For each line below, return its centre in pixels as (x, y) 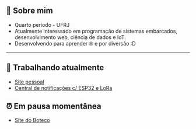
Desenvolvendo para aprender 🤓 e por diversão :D (75, 43)
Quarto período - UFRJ (42, 25)
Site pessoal (29, 82)
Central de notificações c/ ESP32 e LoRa (63, 88)
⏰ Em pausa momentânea (54, 107)
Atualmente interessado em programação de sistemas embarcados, (96, 31)
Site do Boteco (32, 120)
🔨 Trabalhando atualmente (55, 68)
